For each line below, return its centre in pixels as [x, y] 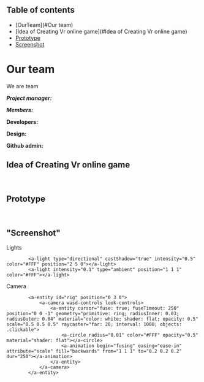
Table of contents [40, 10]
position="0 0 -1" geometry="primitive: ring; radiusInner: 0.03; [93, 314]
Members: [20, 110]
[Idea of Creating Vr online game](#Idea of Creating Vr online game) [101, 31]
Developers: [22, 121]
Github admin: [25, 145]
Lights [14, 248]
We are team [22, 86]
